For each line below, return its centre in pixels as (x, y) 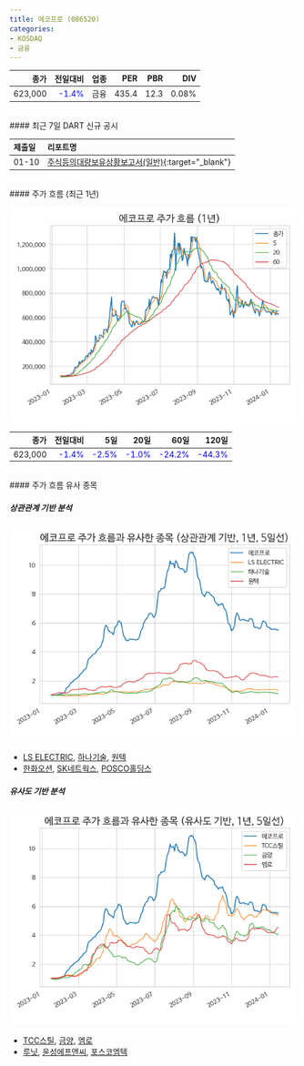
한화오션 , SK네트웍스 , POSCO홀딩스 (87, 768)
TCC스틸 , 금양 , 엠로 (58, 1040)
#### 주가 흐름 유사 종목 (54, 485)
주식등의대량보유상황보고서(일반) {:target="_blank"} (139, 162)
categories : (32, 29)
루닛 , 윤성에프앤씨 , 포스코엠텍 (75, 1051)
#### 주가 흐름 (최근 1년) (55, 193)
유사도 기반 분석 (37, 791)
